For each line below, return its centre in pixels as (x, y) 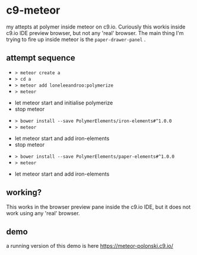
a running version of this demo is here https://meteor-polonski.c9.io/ (90, 246)
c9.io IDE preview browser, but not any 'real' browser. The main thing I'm (95, 33)
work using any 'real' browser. (43, 213)
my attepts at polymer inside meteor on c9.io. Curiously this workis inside (96, 27)
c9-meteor (33, 10)
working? (24, 192)
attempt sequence (41, 58)
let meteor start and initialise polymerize (64, 103)
